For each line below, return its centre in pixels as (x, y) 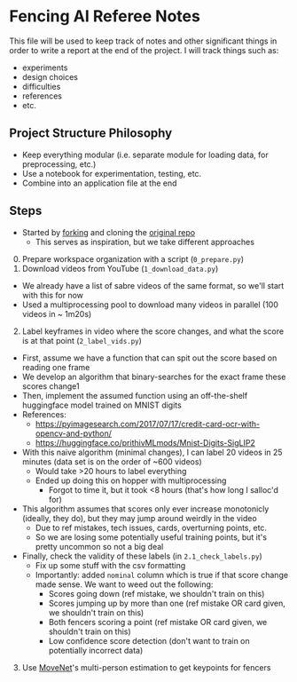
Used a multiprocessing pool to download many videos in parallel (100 (150, 305)
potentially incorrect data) (96, 650)
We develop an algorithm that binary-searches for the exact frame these (154, 377)
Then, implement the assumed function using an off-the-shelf (135, 395)
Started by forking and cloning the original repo (109, 232)
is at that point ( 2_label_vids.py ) (82, 340)
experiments (45, 67)
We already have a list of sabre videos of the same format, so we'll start (153, 285)
